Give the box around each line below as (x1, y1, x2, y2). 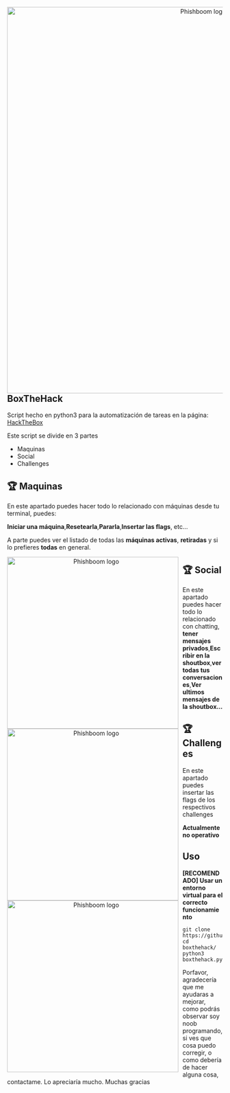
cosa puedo (182, 1041, 216, 1049)
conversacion (182, 673, 222, 681)
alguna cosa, (182, 1070, 219, 1079)
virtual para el (182, 890, 223, 899)
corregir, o (182, 1048, 212, 1057)
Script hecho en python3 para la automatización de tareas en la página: (7, 411, 209, 419)
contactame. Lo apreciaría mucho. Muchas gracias (7, 1077, 151, 1085)
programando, (182, 1026, 223, 1035)
